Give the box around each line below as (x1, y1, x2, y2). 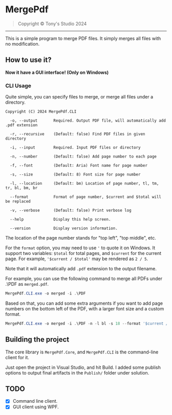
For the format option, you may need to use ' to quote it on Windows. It (5, 245, 156, 251)
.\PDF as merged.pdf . (5, 281, 49, 287)
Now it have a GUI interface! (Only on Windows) (5, 69, 109, 75)
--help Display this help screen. (10, 217, 111, 222)
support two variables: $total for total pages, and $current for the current (5, 250, 161, 256)
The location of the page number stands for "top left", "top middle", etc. (5, 235, 156, 241)
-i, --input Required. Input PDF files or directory (10, 145, 141, 150)
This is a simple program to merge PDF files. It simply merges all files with (5, 35, 161, 42)
